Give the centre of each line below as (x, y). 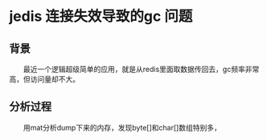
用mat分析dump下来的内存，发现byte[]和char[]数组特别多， (123, 127)
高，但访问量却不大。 (44, 79)
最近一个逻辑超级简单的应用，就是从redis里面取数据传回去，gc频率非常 (142, 69)
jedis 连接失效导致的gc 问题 (101, 16)
